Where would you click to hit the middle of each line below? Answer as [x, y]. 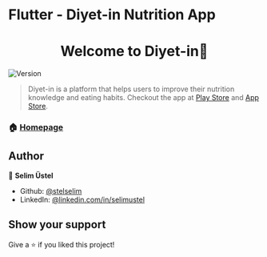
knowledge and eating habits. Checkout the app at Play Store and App [143, 98]
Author [26, 157]
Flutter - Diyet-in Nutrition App [112, 15]
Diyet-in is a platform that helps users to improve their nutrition [131, 89]
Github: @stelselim [51, 191]
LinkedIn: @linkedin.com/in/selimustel [82, 199]
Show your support [57, 225]
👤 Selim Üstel [31, 175]
